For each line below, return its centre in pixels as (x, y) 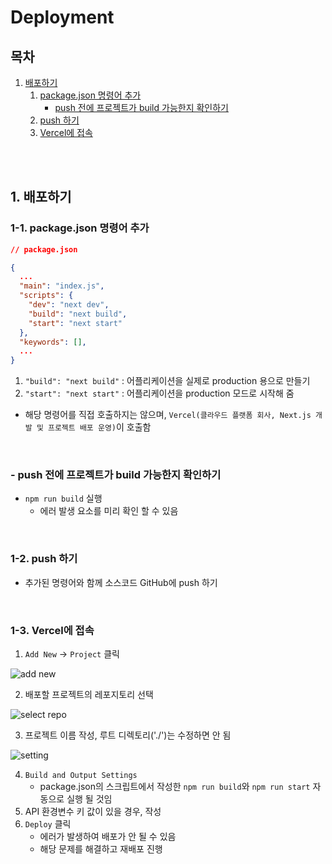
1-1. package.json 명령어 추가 (80, 228)
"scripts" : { (46, 296)
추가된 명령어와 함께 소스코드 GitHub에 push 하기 (121, 582)
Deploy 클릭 (48, 824)
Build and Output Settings (81, 776)
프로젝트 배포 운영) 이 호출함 (99, 427)
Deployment (62, 17)
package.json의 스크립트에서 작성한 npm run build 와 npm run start (175, 787)
